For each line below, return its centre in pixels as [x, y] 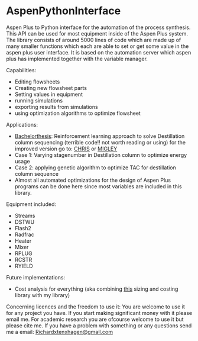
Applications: [22, 124]
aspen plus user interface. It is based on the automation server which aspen [99, 52]
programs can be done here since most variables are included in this [98, 186]
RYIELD [24, 266]
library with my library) [42, 295]
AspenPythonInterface [64, 11]
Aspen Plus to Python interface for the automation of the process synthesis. [98, 27]
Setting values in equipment [48, 94]
